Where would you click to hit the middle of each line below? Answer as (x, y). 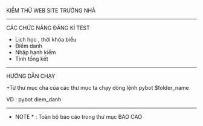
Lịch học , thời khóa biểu (46, 39)
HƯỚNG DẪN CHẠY (31, 76)
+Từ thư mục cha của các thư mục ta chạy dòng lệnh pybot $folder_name (98, 88)
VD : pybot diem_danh (34, 99)
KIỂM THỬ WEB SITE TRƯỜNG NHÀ (51, 11)
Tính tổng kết (31, 59)
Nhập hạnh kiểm (35, 52)
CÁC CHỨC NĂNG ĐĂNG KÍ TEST (48, 28)
